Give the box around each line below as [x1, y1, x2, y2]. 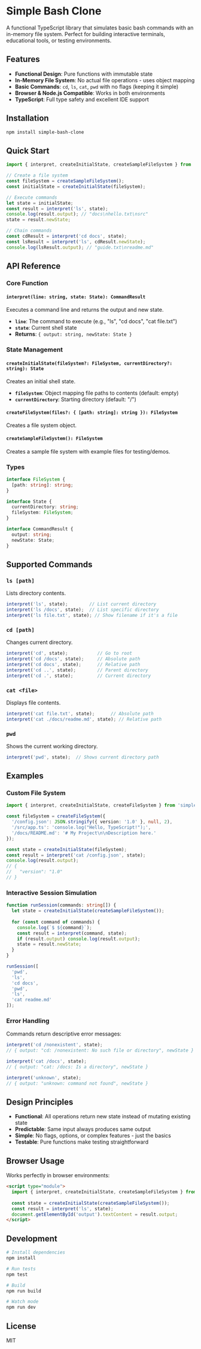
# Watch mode [6, 1299, 39, 1305]
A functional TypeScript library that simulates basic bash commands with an [6, 24, 194, 31]
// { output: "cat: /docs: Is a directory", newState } [6, 1064, 148, 1070]
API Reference [6, 261, 61, 271]
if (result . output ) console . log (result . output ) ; [17, 936, 141, 942]
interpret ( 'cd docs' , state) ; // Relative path [6, 661, 141, 667]
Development [6, 1233, 58, 1244]
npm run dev [6, 1305, 36, 1311]
